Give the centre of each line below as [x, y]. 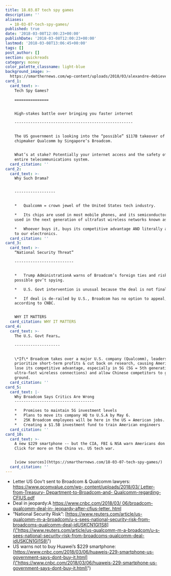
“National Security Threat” [44, 253]
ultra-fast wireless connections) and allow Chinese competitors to [89, 373]
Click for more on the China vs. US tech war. [65, 449]
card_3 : [13, 243]
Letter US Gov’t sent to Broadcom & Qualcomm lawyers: [72, 481]
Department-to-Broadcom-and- [79, 492]
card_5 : [13, 387]
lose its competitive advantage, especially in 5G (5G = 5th [80, 368]
